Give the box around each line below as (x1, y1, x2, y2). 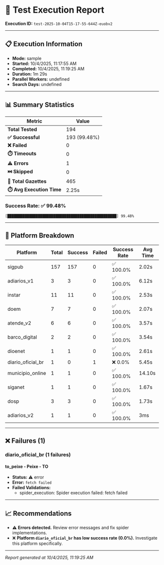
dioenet (7, 348, 25, 354)
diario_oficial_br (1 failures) (5, 451, 71, 458)
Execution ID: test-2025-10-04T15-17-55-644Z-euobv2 (5, 21, 113, 26)
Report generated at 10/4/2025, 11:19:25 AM (5, 555, 94, 560)
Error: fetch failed (12, 479, 52, 485)
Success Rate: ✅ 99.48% (5, 202, 66, 209)
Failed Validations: (12, 485, 51, 491)
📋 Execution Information (5, 40, 82, 48)
